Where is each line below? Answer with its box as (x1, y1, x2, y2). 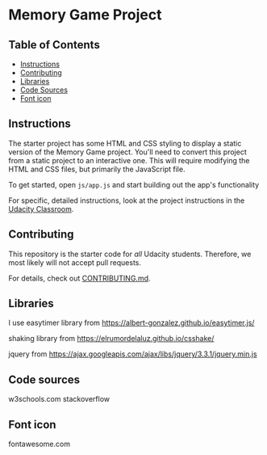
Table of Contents (8, 38, 101, 52)
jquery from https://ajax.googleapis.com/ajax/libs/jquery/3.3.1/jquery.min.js (8, 349, 257, 359)
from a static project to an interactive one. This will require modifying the (8, 155, 250, 165)
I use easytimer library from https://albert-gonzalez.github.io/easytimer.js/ (8, 318, 255, 328)
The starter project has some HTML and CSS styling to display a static (8, 138, 242, 148)
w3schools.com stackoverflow (8, 394, 111, 404)
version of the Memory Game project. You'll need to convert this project (8, 147, 248, 157)
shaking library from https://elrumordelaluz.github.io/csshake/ (8, 334, 215, 343)
